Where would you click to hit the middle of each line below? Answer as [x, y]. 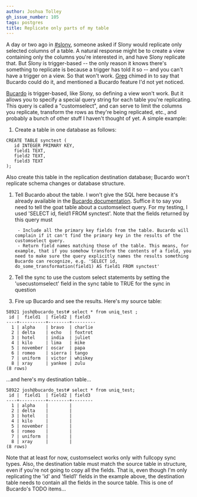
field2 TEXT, [30, 156]
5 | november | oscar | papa [48, 348]
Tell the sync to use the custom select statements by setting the [92, 277]
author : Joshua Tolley [34, 11]
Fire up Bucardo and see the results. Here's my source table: [88, 301]
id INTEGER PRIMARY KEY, [44, 146]
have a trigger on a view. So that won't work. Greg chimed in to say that [93, 76]
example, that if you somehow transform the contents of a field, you [103, 251]
